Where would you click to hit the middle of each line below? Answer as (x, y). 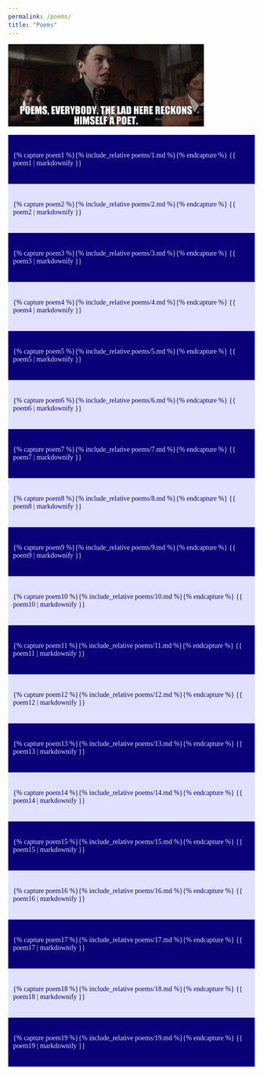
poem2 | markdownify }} (47, 212)
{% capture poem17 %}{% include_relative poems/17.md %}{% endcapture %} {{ (128, 940)
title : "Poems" (33, 25)
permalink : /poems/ (40, 16)
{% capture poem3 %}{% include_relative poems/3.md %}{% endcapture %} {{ (124, 253)
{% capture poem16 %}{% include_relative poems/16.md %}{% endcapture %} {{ (128, 891)
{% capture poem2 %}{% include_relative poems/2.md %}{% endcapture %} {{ (124, 204)
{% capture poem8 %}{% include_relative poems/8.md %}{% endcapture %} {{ (124, 498)
